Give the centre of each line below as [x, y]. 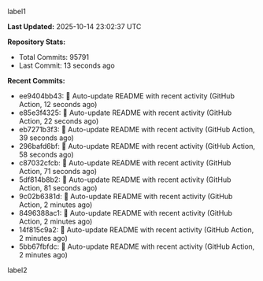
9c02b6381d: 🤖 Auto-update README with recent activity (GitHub [126, 196]
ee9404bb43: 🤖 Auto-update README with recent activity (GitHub [127, 96]
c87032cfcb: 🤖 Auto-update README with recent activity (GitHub [125, 163]
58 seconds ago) [46, 154]
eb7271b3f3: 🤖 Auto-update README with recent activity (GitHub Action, [137, 129]
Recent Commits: [36, 81]
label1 [17, 11]
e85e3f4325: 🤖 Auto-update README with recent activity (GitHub [125, 113]
